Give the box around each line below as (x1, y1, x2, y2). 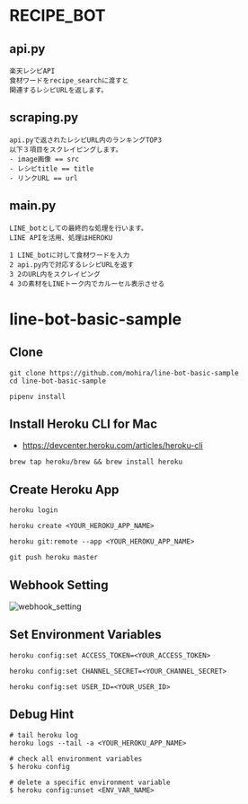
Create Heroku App (9, 482, 120, 497)
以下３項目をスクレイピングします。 (9, 145, 123, 154)
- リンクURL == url (9, 173, 78, 182)
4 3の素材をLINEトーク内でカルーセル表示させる (9, 279, 165, 288)
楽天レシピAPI (9, 66, 56, 75)
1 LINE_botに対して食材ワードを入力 (9, 251, 130, 260)
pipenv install (9, 392, 66, 401)
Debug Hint (9, 707, 75, 722)
